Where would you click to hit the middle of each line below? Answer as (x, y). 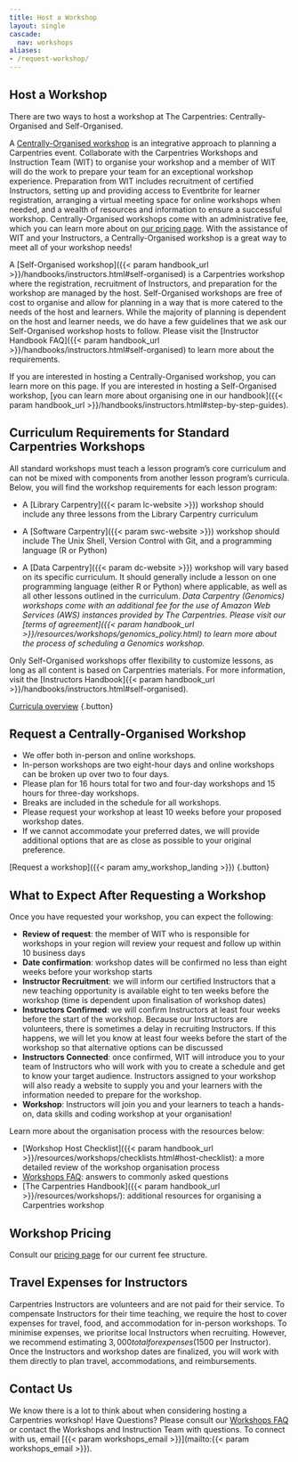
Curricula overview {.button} (61, 706)
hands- (271, 1105)
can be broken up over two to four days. (96, 774)
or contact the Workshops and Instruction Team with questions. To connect (147, 1429)
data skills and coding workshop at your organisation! (134, 1114)
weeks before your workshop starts (87, 972)
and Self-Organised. (86, 126)
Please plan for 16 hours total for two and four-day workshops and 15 (149, 784)
